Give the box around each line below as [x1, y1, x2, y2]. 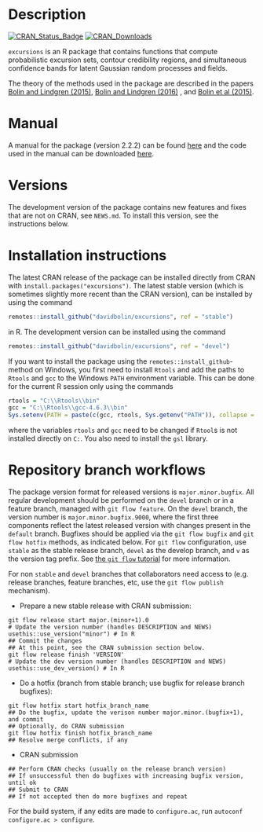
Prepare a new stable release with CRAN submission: [19, 601, 192, 610]
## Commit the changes [8, 637, 82, 645]
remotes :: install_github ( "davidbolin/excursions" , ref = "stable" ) [8, 313, 234, 321]
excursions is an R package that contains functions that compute [8, 46, 218, 56]
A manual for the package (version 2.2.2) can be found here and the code [8, 140, 247, 150]
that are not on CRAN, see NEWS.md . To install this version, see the [8, 211, 219, 220]
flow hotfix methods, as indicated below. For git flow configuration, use [8, 537, 247, 547]
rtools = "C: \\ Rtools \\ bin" [8, 397, 100, 405]
